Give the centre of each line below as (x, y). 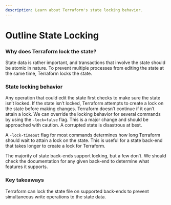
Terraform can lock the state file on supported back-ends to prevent (77, 191)
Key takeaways (25, 180)
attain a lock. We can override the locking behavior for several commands (83, 114)
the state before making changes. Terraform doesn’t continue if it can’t (80, 109)
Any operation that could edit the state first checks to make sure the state (83, 98)
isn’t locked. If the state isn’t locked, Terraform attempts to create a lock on (84, 104)
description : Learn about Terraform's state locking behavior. (74, 10)
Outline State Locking (52, 35)
